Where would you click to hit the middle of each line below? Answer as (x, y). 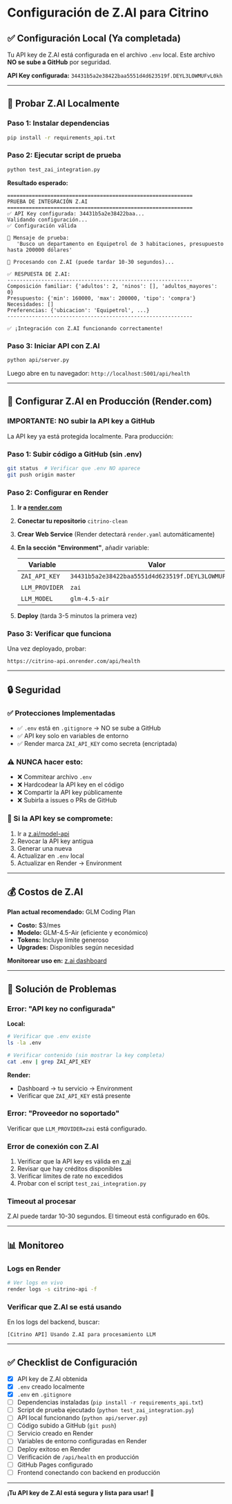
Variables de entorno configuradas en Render (82, 1441)
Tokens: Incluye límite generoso (63, 940)
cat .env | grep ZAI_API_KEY (49, 1061)
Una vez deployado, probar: (47, 649)
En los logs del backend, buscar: (54, 1322)
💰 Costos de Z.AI (45, 892)
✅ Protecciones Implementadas (61, 713)
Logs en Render (34, 1269)
